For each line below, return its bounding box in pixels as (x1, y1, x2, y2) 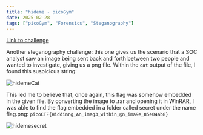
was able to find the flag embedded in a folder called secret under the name (6, 104, 196, 111)
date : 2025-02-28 (6, 15, 50, 21)
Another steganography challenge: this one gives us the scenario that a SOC (6, 48, 198, 56)
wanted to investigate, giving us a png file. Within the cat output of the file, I (6, 61, 196, 68)
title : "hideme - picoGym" (6, 8, 75, 15)
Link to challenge (6, 37, 50, 44)
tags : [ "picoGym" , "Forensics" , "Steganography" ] (6, 20, 135, 26)
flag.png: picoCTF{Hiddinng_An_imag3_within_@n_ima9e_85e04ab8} (6, 110, 168, 118)
